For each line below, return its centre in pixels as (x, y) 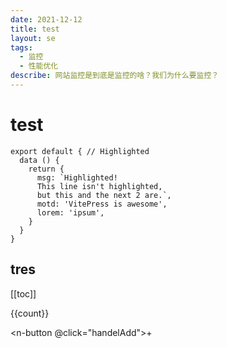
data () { (39, 160)
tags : (21, 47)
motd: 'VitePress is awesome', (102, 204)
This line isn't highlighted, (99, 186)
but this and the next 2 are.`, (104, 195)
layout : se (33, 38)
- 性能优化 (39, 66)
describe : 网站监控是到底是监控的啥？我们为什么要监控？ (115, 76)
